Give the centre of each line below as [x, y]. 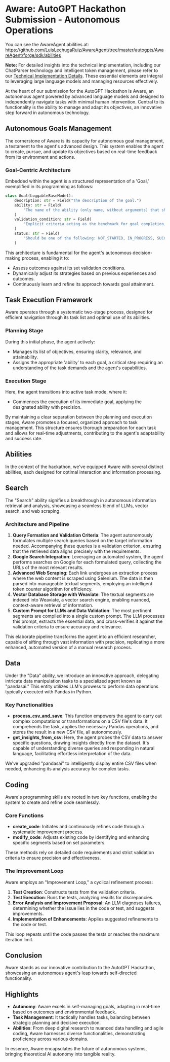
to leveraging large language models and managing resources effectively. [82, 81]
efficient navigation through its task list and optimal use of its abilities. [78, 317]
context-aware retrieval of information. [53, 605]
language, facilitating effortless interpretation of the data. [72, 754]
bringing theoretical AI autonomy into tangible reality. [60, 1054]
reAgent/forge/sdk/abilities [33, 55]
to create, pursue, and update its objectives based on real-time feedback [81, 151]
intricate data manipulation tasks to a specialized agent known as [73, 681]
